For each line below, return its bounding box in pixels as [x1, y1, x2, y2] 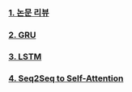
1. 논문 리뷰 [8, 6, 49, 18]
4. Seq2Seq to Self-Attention [8, 73, 124, 84]
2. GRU [8, 29, 36, 40]
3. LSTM [8, 51, 42, 62]
